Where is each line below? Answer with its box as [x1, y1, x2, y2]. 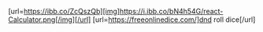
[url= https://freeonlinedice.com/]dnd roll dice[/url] [92, 15, 256, 24]
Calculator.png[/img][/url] [8, 15, 91, 24]
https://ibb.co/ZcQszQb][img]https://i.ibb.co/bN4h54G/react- [23, 7, 224, 16]
